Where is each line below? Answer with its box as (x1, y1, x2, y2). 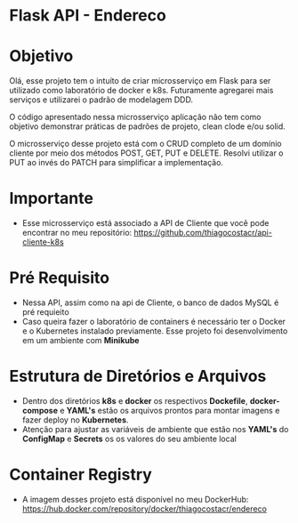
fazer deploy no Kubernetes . (21, 414, 129, 425)
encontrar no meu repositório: (21, 228, 133, 238)
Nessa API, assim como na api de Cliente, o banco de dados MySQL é (21, 297, 279, 308)
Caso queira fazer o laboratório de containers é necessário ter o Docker (21, 317, 286, 326)
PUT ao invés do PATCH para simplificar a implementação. (9, 157, 224, 168)
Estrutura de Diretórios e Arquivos (9, 366, 267, 387)
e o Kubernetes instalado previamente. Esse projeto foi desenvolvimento (21, 326, 288, 336)
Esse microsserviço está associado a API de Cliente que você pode (21, 218, 270, 229)
